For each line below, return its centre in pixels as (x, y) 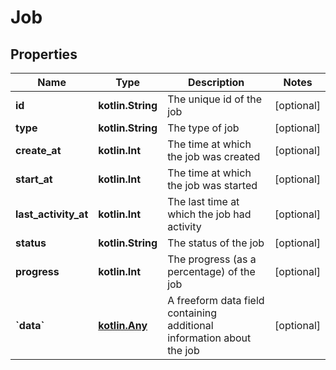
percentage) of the (211, 271)
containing (192, 313)
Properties (44, 54)
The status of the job (216, 243)
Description (216, 82)
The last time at (203, 201)
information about (209, 338)
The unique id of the (215, 99)
